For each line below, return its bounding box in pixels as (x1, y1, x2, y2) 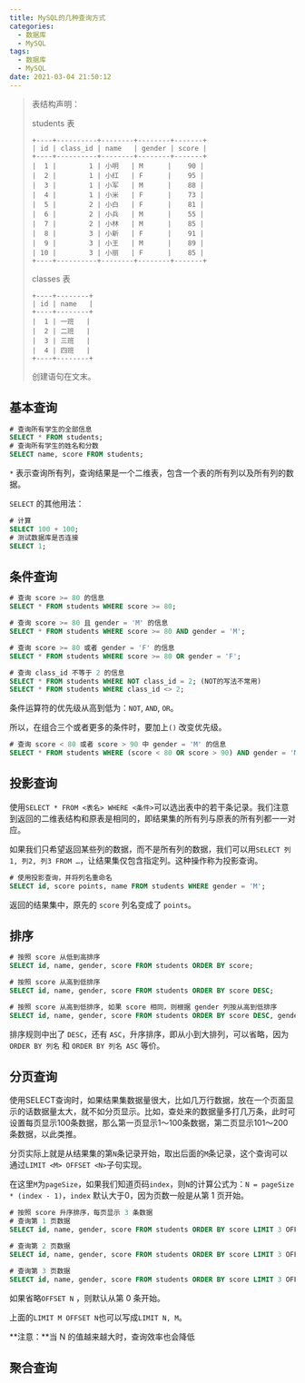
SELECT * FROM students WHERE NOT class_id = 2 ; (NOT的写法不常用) (9, 677, 261, 686)
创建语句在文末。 (31, 370, 96, 381)
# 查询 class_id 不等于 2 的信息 (9, 668, 125, 677)
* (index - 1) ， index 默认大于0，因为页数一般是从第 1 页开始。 (9, 1190, 250, 1201)
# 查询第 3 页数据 (9, 1266, 71, 1276)
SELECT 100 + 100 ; (9, 524, 79, 534)
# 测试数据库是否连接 (9, 533, 79, 542)
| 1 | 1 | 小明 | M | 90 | (31, 161, 204, 171)
